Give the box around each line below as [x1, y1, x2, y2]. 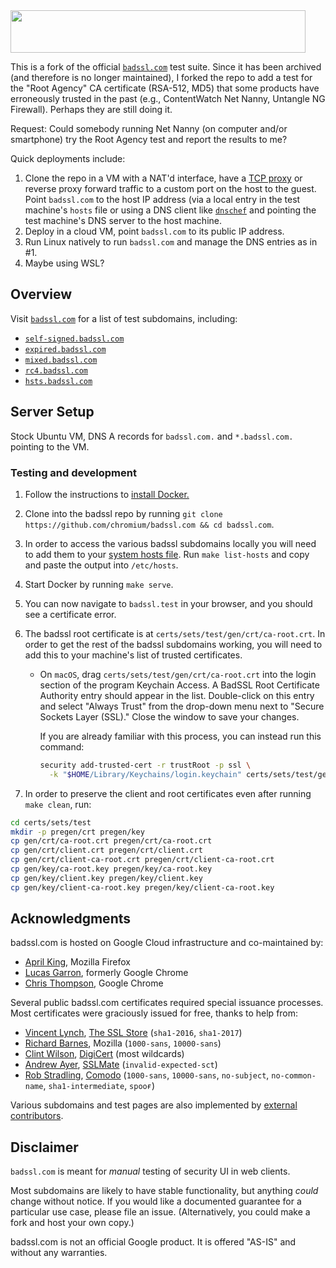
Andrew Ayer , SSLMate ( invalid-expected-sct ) [24, 1059, 218, 1071]
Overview [10, 286, 73, 303]
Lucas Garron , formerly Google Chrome [24, 967, 189, 979]
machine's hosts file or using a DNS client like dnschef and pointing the [24, 204, 317, 216]
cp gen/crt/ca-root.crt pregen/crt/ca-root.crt [10, 836, 213, 846]
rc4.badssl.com [24, 365, 89, 376]
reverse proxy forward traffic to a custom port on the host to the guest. [24, 183, 317, 194]
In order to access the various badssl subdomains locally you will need [24, 537, 317, 549]
